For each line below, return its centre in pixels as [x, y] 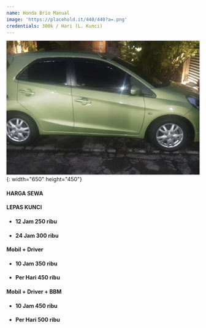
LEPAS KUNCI [24, 207]
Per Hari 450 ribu [37, 278]
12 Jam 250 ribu [36, 222]
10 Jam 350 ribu [36, 264]
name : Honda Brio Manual [38, 13]
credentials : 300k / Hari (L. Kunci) [55, 26]
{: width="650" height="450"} [44, 179]
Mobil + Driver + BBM [34, 292]
